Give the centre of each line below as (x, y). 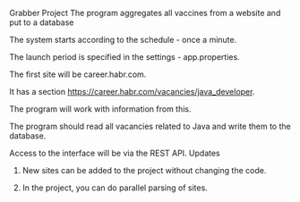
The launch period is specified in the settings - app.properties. (124, 57)
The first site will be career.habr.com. (78, 74)
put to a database (42, 22)
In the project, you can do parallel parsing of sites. (115, 188)
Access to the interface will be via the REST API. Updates (115, 153)
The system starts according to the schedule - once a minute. (123, 40)
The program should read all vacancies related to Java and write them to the (150, 126)
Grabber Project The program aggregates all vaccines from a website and (145, 13)
